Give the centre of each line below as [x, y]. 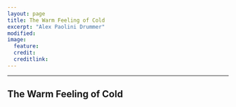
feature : [26, 46]
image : [17, 40]
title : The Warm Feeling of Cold [56, 20]
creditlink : [31, 59]
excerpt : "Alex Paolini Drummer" [56, 27]
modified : [22, 33]
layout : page [26, 14]
